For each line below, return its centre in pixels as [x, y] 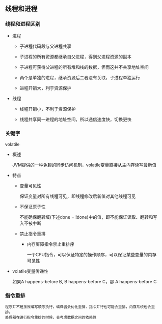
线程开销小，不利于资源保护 [48, 109]
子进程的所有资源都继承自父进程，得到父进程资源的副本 [75, 57]
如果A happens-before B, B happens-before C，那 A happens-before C [84, 281]
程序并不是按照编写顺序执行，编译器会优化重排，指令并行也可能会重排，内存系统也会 [78, 307]
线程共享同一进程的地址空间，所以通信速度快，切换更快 [75, 119]
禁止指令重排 [32, 234]
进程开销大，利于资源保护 [45, 88]
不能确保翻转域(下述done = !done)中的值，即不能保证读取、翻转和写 [88, 217]
